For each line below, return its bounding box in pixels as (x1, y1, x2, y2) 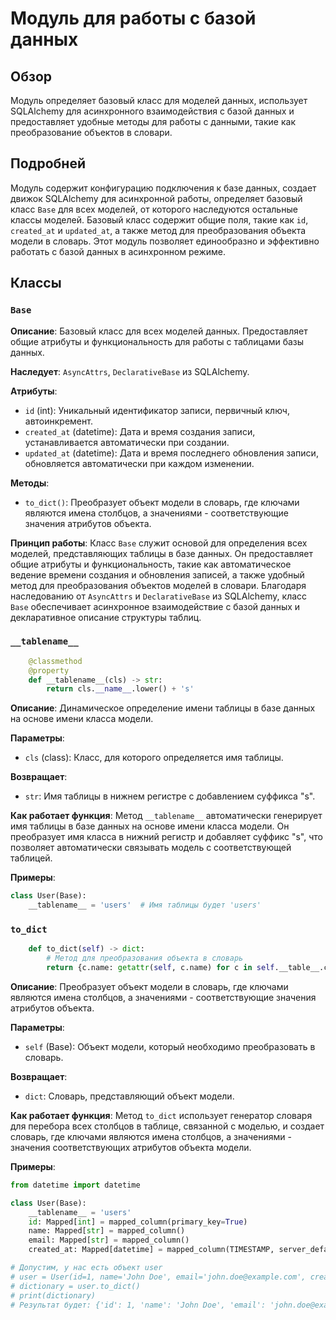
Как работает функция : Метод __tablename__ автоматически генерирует (10, 810, 323, 822)
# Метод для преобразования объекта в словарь (46, 953, 244, 964)
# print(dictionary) (10, 1290, 97, 1301)
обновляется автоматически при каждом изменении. (24, 457, 255, 469)
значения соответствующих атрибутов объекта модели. (10, 1141, 252, 1153)
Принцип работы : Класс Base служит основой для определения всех (10, 537, 308, 549)
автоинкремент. (24, 415, 93, 427)
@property (28, 665, 70, 676)
